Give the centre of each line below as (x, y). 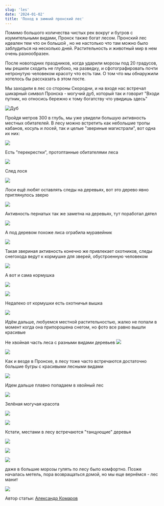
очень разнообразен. (27, 54)
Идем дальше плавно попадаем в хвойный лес (54, 385)
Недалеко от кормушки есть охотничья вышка (54, 303)
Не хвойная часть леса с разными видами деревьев (60, 343)
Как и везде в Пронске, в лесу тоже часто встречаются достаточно (76, 361)
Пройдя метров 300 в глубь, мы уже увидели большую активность (76, 118)
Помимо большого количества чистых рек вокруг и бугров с (69, 33)
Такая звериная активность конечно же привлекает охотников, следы (79, 251)
